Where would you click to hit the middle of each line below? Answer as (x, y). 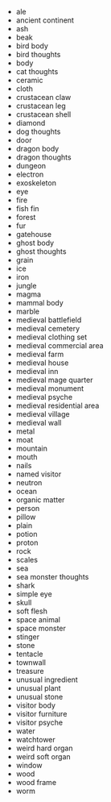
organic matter (40, 500)
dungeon (31, 166)
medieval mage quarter (54, 380)
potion (27, 534)
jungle (26, 286)
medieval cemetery (48, 328)
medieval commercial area (60, 345)
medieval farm (40, 354)
